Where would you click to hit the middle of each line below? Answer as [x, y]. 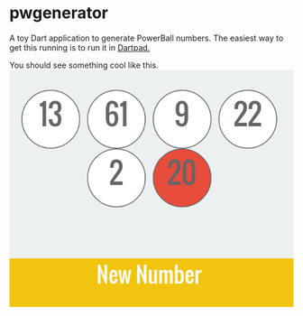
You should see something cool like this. [84, 65]
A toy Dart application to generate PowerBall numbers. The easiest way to [147, 38]
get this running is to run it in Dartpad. [80, 47]
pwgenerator [59, 13]
